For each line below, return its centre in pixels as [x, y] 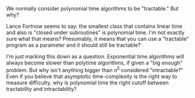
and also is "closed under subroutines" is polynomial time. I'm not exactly [95, 32]
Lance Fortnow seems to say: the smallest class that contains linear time [94, 26]
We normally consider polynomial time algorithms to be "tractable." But [92, 9]
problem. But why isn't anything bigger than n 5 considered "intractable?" [95, 69]
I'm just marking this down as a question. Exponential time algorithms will [95, 56]
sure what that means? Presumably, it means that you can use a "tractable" [97, 39]
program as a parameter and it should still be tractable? [73, 45]
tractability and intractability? [41, 89]
